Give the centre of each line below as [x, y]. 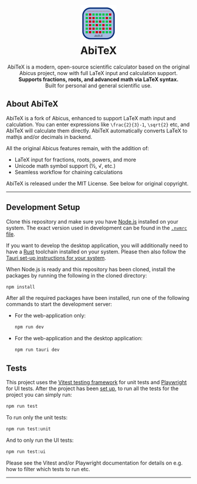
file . [11, 234]
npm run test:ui [26, 451]
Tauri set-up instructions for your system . [56, 258]
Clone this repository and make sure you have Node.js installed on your [92, 221]
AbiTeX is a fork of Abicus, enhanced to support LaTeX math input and [91, 118]
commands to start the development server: [59, 304]
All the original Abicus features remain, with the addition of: [78, 148]
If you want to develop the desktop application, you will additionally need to [97, 245]
